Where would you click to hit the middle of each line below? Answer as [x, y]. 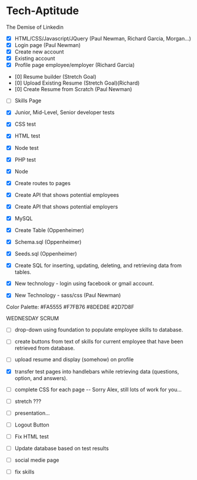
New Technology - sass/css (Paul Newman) [68, 296]
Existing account [35, 58]
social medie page [37, 460]
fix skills [24, 472]
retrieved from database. [45, 348]
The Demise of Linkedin [35, 27]
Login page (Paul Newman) [48, 45]
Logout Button [32, 425]
